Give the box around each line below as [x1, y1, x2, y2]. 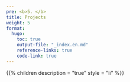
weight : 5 [6, 20, 31, 26]
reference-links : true [17, 48, 73, 53]
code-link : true [17, 53, 57, 59]
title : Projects [6, 14, 46, 20]
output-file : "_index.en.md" [17, 42, 89, 48]
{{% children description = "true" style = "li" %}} [6, 69, 125, 76]
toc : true [17, 36, 41, 42]
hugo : [11, 31, 25, 37]
